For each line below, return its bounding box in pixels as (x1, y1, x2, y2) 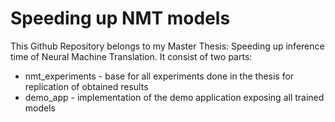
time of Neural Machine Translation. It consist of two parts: (10, 50, 253, 62)
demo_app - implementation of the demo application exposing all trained (24, 91, 325, 103)
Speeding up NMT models (10, 7, 231, 30)
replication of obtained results (24, 80, 149, 92)
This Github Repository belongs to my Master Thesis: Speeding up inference (10, 40, 325, 52)
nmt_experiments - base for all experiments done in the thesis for (24, 70, 295, 82)
